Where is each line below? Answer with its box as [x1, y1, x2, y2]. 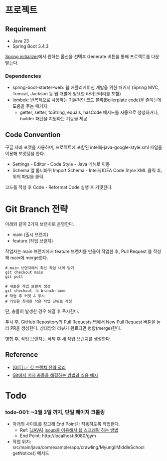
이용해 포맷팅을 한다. [5, 151, 45, 157]
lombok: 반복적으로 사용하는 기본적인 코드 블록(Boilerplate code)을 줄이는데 [12, 97, 162, 103]
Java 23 [12, 38, 29, 44]
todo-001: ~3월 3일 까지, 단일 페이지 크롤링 [5, 409, 105, 416]
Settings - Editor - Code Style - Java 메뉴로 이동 [12, 161, 110, 167]
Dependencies [5, 72, 41, 79]
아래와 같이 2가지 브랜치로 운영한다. [5, 221, 75, 227]
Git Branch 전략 [5, 204, 68, 215]
